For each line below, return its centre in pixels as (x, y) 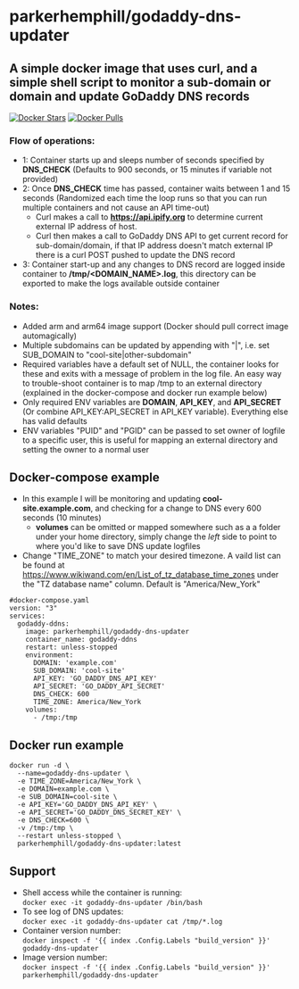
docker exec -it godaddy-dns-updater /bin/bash (112, 903)
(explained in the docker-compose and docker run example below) (145, 392)
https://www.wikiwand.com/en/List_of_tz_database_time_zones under (150, 575)
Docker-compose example (85, 477)
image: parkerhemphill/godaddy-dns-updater (108, 632)
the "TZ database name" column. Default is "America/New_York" (141, 584)
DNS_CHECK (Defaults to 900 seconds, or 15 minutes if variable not (147, 170)
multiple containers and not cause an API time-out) (116, 208)
